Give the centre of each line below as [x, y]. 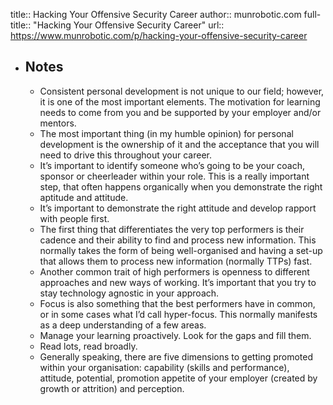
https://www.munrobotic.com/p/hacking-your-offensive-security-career [159, 35]
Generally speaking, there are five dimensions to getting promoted [176, 356]
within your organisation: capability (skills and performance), [164, 367]
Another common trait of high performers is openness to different [174, 271]
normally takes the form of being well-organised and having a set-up [181, 250]
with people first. [74, 218]
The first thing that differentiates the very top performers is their [172, 229]
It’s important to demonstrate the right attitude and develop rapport [178, 208]
